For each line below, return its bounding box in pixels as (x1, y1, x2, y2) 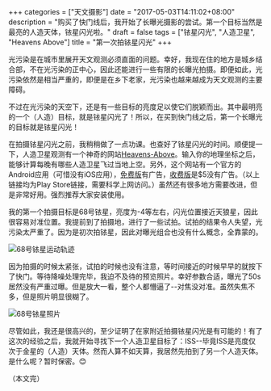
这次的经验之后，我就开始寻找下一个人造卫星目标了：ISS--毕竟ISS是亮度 (8, 336, 249, 346)
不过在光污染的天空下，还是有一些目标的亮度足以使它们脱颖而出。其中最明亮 (8, 102, 263, 111)
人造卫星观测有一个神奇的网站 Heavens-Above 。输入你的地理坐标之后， (22, 149, 260, 159)
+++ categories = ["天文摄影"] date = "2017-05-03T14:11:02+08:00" (8, 7, 236, 16)
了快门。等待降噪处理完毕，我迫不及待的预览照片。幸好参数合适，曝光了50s (8, 271, 261, 281)
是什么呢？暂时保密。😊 (8, 356, 87, 366)
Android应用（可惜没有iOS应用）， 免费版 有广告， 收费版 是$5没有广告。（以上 (8, 170, 261, 179)
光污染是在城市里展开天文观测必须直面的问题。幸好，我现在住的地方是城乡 (8, 55, 256, 64)
